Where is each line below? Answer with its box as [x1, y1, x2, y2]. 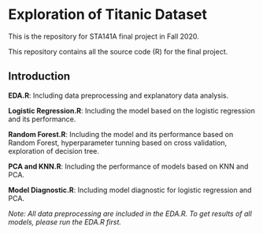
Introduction [8, 69, 71, 84]
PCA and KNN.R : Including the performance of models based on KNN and [8, 162, 249, 171]
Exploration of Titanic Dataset [8, 6, 207, 24]
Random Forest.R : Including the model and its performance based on [8, 129, 234, 139]
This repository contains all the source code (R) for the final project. [8, 46, 228, 56]
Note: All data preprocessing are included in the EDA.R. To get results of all [8, 209, 252, 218]
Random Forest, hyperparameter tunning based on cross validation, [8, 138, 228, 147]
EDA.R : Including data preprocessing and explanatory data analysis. [8, 91, 229, 100]
